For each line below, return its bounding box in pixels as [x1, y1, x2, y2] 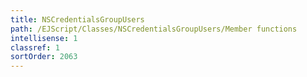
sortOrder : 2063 [10, 52, 78, 62]
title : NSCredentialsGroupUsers [10, 14, 145, 25]
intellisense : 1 [10, 33, 78, 43]
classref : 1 [10, 42, 60, 53]
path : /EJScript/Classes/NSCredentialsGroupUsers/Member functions [10, 24, 298, 34]
